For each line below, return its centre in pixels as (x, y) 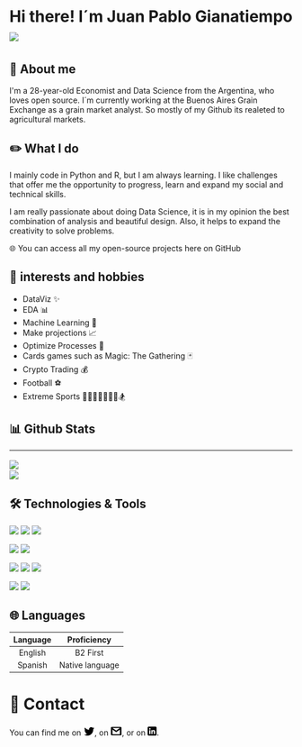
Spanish (32, 665)
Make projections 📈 (59, 333)
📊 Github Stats (53, 429)
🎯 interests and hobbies (77, 277)
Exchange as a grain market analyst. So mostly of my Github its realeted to (147, 109)
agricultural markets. (48, 119)
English (32, 653)
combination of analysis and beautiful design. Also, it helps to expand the (145, 221)
